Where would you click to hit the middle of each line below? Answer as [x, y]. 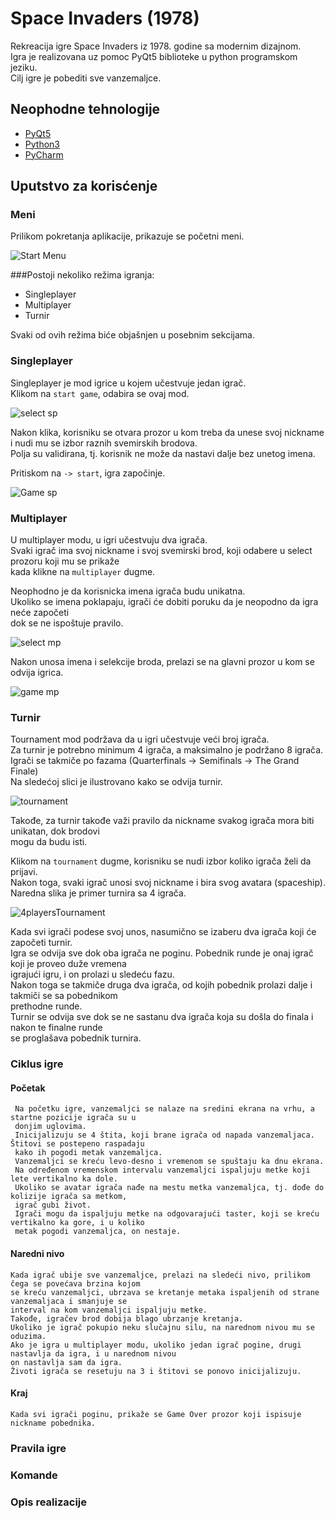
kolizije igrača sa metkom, [69, 1197]
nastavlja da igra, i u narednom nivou [93, 1353]
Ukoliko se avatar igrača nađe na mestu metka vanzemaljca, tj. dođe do [169, 1188]
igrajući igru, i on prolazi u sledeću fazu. [92, 974]
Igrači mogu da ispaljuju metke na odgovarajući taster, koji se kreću [167, 1214]
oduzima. [28, 1336]
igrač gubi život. [53, 1205]
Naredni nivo [37, 1254]
